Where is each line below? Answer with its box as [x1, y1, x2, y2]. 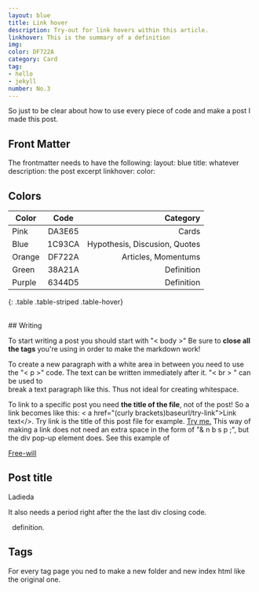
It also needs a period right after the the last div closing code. [8, 507, 207, 517]
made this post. [8, 115, 59, 124]
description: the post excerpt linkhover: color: [8, 167, 155, 176]
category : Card [8, 56, 58, 64]
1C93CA [46, 239, 80, 249]
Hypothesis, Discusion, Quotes [87, 239, 201, 249]
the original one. [8, 575, 61, 584]
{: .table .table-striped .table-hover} [8, 297, 124, 307]
